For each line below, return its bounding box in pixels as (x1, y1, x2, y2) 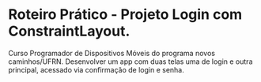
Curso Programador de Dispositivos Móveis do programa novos (8, 48, 216, 58)
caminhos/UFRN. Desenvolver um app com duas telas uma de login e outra (8, 57, 253, 66)
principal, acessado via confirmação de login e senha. (8, 65, 184, 74)
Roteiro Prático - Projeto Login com (8, 6, 243, 24)
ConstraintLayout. (8, 22, 130, 40)
